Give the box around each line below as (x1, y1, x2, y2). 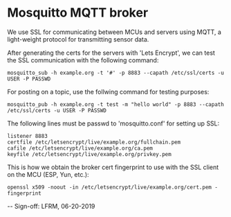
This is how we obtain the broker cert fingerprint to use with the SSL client (7, 163, 219, 171)
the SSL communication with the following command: (7, 55, 159, 64)
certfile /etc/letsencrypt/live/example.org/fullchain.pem (7, 139, 181, 146)
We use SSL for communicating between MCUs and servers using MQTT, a (7, 28, 221, 36)
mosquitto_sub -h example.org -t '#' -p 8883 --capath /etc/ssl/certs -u (7, 69, 225, 76)
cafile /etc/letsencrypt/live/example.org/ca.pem (7, 144, 154, 152)
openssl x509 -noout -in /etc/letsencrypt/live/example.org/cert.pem (7, 184, 212, 191)
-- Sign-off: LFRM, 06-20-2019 (7, 202, 95, 210)
